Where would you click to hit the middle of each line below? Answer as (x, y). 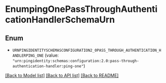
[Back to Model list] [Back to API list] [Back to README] (62, 75)
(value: (52, 55)
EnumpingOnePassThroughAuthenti (81, 9)
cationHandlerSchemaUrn (60, 20)
